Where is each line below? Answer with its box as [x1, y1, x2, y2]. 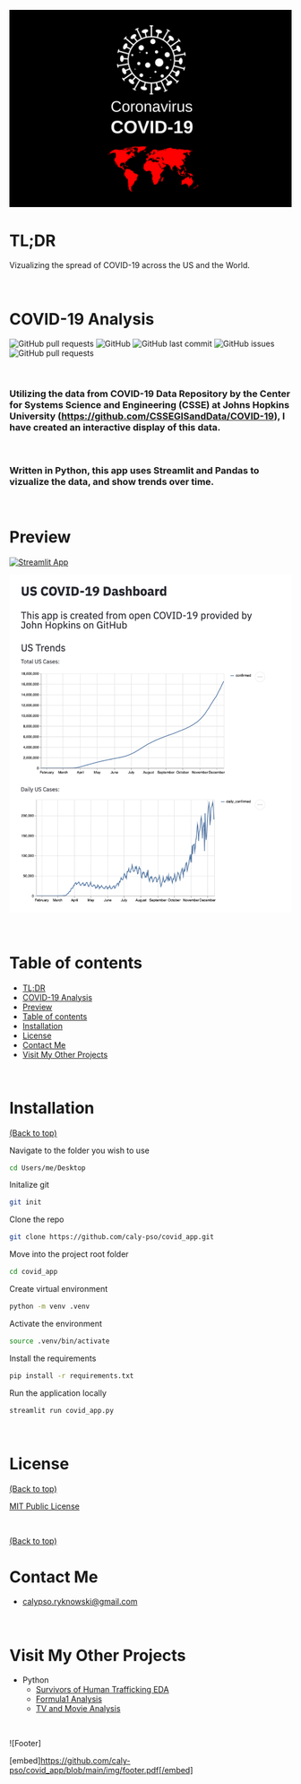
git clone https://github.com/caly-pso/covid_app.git [9, 1233, 215, 1242]
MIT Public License [9, 1501, 81, 1511]
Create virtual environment [9, 1284, 108, 1295]
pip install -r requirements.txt [9, 1371, 134, 1381]
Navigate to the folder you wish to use [9, 1145, 150, 1156]
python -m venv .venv [9, 1302, 90, 1312]
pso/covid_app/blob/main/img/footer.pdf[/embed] [9, 1765, 193, 1776]
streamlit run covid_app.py [9, 1406, 115, 1415]
